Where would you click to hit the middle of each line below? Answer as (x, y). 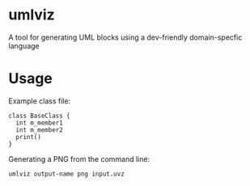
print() (29, 137)
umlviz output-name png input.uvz (67, 174)
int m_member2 (39, 130)
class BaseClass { (39, 116)
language (24, 45)
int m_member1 (39, 123)
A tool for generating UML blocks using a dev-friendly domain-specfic (125, 37)
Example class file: (40, 101)
